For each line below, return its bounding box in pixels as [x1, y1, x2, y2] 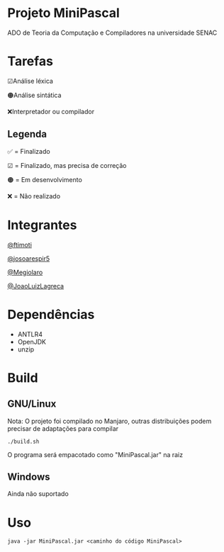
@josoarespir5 [7, 254, 50, 263]
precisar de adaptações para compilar [7, 424, 119, 433]
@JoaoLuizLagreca [7, 281, 65, 290]
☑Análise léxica [7, 77, 53, 85]
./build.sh [7, 438, 40, 445]
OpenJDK [17, 337, 47, 346]
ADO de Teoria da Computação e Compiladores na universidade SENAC [7, 28, 218, 37]
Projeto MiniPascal [7, 5, 121, 21]
